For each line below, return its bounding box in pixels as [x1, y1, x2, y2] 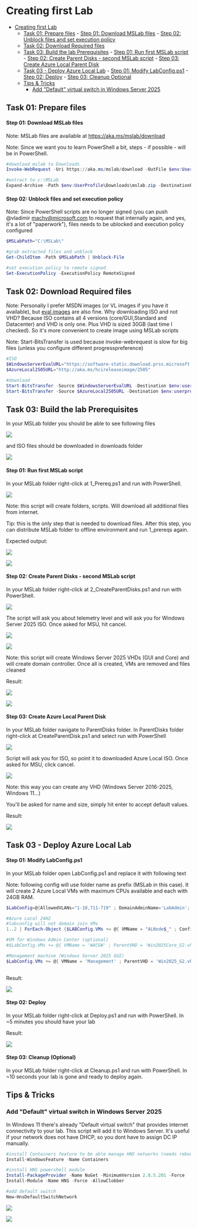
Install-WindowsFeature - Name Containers [6, 1156, 109, 1162]
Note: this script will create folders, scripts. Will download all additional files [6, 502, 189, 509]
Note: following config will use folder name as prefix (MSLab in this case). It [6, 881, 189, 888]
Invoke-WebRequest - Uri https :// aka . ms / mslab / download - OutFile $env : [6, 166, 182, 172]
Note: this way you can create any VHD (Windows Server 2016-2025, [6, 784, 174, 791]
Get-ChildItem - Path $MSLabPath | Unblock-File [6, 254, 125, 260]
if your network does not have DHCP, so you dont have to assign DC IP [6, 1133, 178, 1141]
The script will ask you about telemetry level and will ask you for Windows [6, 614, 185, 621]
